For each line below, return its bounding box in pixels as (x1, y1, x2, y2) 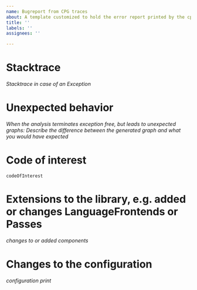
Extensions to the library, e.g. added (6, 192, 186, 206)
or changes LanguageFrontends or (6, 205, 178, 218)
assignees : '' (6, 31, 41, 36)
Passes (6, 218, 42, 231)
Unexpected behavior (6, 101, 114, 115)
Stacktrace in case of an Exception (6, 81, 91, 88)
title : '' (6, 19, 30, 25)
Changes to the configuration (6, 258, 152, 271)
